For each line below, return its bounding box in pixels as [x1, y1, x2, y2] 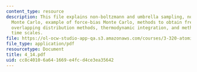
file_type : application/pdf [6, 41, 75, 47]
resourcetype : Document [6, 46, 64, 52]
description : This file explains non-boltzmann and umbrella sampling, [6, 14, 185, 20]
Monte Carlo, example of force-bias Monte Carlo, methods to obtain [11, 19, 182, 25]
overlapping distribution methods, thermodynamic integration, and [11, 24, 180, 31]
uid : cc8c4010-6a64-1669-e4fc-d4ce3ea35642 [6, 57, 114, 63]
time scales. [11, 30, 43, 36]
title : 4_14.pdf [6, 52, 46, 57]
